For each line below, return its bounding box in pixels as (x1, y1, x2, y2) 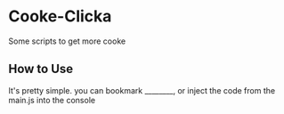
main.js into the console (8, 94, 95, 105)
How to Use (8, 61, 74, 77)
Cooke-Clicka (8, 6, 112, 27)
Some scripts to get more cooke (8, 36, 126, 46)
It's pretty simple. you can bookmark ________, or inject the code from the (8, 85, 276, 95)
